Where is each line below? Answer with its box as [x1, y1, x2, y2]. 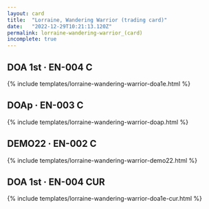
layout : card [7, 10, 45, 17]
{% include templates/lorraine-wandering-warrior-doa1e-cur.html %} [7, 195, 203, 203]
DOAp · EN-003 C [7, 99, 84, 111]
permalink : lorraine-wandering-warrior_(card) [7, 29, 143, 37]
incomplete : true [7, 36, 57, 43]
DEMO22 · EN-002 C [7, 138, 97, 150]
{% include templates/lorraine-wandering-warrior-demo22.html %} [7, 156, 198, 164]
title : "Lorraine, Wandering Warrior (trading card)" [7, 17, 168, 23]
